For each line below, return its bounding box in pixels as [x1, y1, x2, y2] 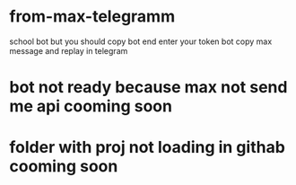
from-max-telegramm [9, 6, 176, 27]
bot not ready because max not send [9, 77, 288, 98]
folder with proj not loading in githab [9, 137, 285, 158]
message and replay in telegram [9, 45, 128, 56]
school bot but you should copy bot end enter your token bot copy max [9, 36, 273, 47]
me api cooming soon [9, 96, 173, 117]
